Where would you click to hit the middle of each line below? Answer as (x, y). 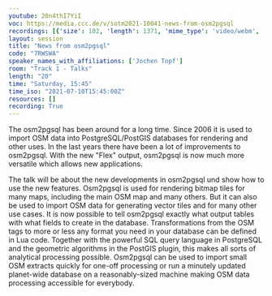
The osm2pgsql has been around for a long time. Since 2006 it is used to (130, 130)
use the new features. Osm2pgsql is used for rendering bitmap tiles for (127, 188)
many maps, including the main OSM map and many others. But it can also (133, 197)
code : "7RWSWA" (34, 54)
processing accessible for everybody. (71, 283)
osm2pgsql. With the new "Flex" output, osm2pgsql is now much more (127, 156)
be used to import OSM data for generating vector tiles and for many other (133, 206)
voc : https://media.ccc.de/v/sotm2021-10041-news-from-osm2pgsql (121, 24)
